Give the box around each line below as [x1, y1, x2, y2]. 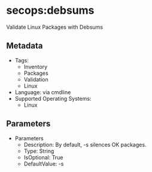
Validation [23, 76, 49, 83]
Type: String [23, 147, 54, 155]
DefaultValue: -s [23, 160, 64, 167]
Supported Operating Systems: [14, 95, 92, 102]
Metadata [6, 41, 43, 51]
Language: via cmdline [14, 88, 71, 96]
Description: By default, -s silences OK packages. [23, 141, 147, 148]
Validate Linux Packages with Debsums [6, 23, 104, 31]
